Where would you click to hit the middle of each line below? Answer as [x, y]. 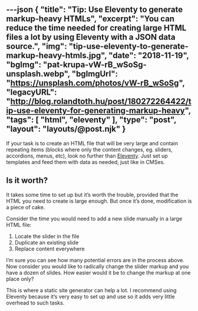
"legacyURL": [32, 93]
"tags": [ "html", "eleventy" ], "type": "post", [91, 120]
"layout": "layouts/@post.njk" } [66, 129]
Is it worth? [27, 181]
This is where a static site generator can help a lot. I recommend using [91, 290]
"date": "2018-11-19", [149, 56]
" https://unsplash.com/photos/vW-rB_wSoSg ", [95, 83]
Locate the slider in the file [47, 236]
